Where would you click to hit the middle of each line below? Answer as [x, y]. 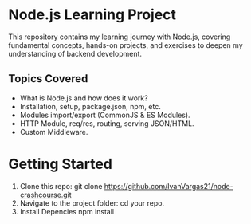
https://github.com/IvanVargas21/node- [169, 186]
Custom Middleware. [54, 132]
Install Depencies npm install [67, 211]
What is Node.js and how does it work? [84, 98]
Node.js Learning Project [92, 15]
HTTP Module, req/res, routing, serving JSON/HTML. [107, 123]
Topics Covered [48, 79]
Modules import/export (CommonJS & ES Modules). [105, 115]
